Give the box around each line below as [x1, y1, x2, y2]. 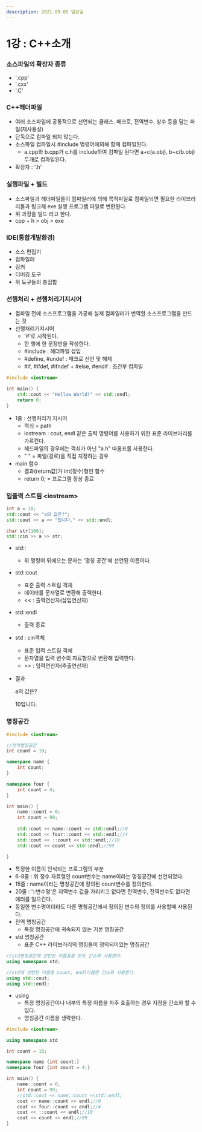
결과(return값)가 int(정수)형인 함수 [24, 467, 105, 475]
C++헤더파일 [6, 104, 42, 112]
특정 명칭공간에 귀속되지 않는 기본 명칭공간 [24, 926, 125, 933]
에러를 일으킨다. [14, 895, 52, 903]
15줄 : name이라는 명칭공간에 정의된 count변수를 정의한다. [14, 880, 153, 887]
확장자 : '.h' [14, 163, 42, 171]
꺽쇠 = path [24, 422, 52, 429]
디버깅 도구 [14, 271, 42, 278]
